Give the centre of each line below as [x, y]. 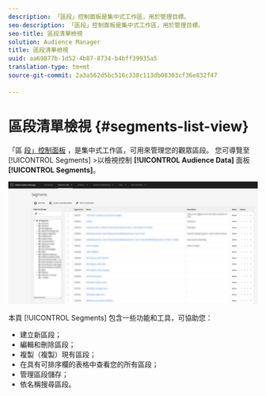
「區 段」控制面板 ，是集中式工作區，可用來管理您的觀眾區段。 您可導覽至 [129, 150]
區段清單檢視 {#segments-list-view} [129, 126]
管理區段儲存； [44, 374]
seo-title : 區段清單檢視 [46, 33]
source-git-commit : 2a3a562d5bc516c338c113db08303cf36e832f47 [113, 75]
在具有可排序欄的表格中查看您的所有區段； [89, 364]
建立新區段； [40, 334]
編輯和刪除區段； [47, 344]
